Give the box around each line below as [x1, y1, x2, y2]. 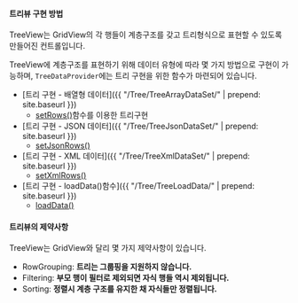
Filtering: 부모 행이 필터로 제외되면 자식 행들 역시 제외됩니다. [21, 273, 230, 284]
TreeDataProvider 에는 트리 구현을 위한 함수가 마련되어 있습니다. [35, 71, 257, 82]
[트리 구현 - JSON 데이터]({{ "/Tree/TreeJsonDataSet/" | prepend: [21, 120, 259, 132]
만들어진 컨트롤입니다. [9, 41, 86, 51]
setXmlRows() [35, 170, 87, 181]
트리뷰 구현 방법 [9, 8, 64, 19]
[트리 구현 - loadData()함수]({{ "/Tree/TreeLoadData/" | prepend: [21, 181, 255, 191]
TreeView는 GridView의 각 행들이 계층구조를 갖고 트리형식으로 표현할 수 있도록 [9, 29, 282, 40]
